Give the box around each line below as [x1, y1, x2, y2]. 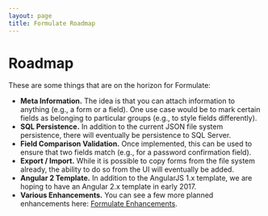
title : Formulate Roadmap [8, 19, 95, 27]
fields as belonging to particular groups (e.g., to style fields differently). [19, 114, 258, 123]
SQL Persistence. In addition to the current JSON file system [19, 122, 224, 131]
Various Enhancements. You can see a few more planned [19, 190, 214, 200]
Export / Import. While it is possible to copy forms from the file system [19, 156, 256, 166]
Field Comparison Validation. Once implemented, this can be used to [19, 139, 253, 149]
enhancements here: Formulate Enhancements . [19, 199, 178, 209]
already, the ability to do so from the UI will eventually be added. [19, 164, 234, 174]
